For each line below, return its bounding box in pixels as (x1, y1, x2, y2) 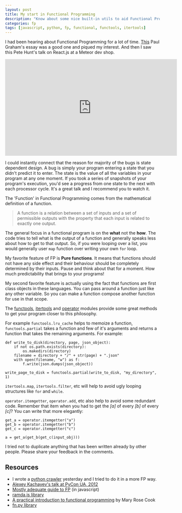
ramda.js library (12, 491, 44, 497)
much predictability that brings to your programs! (5, 271, 104, 277)
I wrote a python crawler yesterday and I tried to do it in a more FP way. (12, 476, 157, 482)
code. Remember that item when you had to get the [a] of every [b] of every (5, 403, 159, 409)
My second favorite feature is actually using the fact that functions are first (5, 280, 156, 286)
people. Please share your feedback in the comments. (5, 449, 114, 455)
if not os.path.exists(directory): (14, 345, 87, 350)
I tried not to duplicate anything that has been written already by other (5, 444, 147, 450)
